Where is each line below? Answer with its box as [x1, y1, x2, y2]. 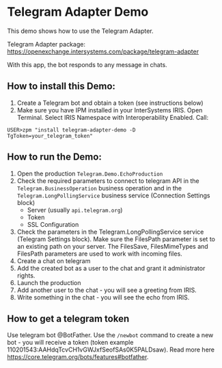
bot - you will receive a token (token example [7, 339, 134, 347]
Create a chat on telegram [16, 256, 91, 265]
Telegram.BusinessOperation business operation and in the [16, 184, 182, 192]
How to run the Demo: [7, 151, 102, 163]
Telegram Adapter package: [7, 40, 85, 48]
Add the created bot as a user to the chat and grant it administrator [16, 264, 206, 272]
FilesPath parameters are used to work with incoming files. [16, 249, 182, 258]
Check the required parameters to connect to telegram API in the [16, 176, 199, 185]
